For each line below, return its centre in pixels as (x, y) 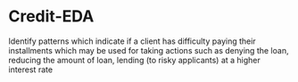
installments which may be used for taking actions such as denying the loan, (149, 50)
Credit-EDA (51, 16)
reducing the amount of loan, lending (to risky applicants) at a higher (134, 60)
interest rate (31, 70)
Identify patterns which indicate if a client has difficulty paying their (132, 41)
